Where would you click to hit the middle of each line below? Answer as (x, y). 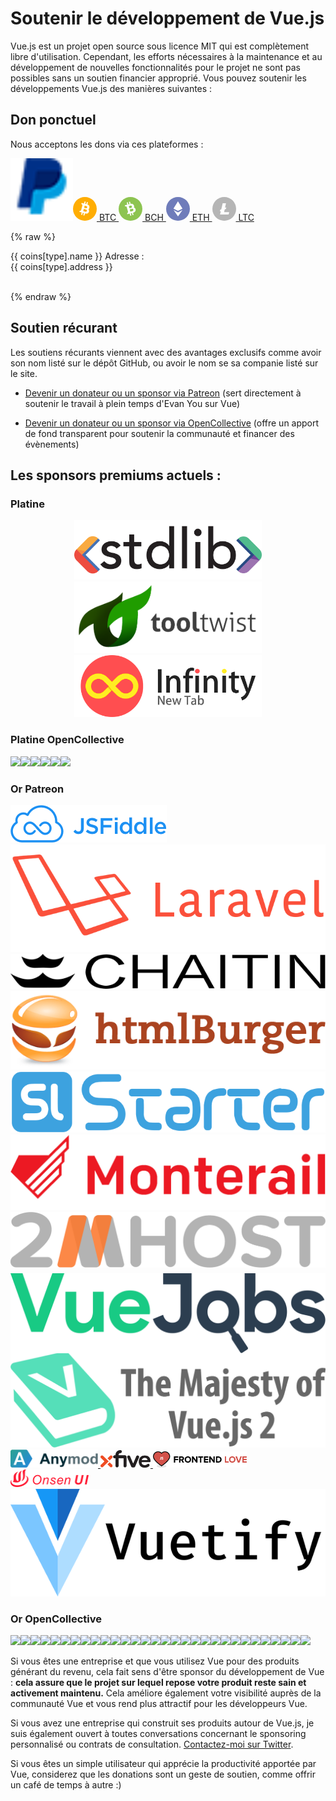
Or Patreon (37, 789)
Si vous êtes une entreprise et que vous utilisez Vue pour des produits (155, 1661)
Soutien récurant (64, 328)
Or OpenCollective (56, 1619)
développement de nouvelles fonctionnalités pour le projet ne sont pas (156, 67)
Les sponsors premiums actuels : (116, 475)
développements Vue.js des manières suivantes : (111, 88)
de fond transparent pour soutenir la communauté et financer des (159, 433)
